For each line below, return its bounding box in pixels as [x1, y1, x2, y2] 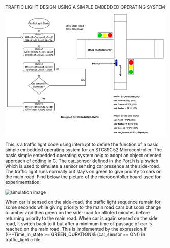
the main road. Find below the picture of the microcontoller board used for [5, 174, 161, 180]
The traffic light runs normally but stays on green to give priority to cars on [5, 169, 162, 175]
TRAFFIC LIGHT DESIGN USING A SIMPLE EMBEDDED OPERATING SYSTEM [5, 4, 165, 10]
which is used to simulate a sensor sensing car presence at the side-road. [5, 163, 160, 169]
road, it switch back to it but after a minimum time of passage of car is [5, 221, 152, 227]
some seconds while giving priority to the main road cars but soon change [5, 204, 161, 210]
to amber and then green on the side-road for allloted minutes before [5, 210, 150, 216]
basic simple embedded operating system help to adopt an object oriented [5, 152, 162, 159]
